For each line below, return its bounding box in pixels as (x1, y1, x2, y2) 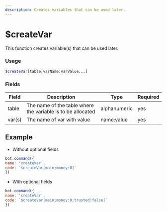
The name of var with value (26, 116, 90, 123)
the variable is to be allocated (26, 108, 95, 115)
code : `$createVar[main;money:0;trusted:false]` (5, 198, 108, 203)
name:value (100, 116, 128, 123)
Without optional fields (12, 146, 59, 152)
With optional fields (12, 179, 52, 185)
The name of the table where (26, 102, 94, 109)
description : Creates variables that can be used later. (5, 7, 126, 12)
